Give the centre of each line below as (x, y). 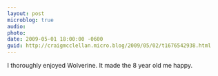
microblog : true (30, 20)
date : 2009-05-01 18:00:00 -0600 (55, 39)
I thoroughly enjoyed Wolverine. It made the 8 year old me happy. (100, 65)
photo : (17, 33)
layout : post (26, 13)
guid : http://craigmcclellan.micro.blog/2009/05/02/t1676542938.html (109, 46)
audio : (17, 26)
